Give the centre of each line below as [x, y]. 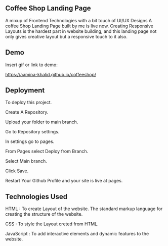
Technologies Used [36, 196]
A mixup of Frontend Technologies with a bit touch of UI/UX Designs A [79, 20]
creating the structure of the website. [44, 214]
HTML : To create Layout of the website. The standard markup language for [84, 209]
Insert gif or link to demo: [32, 65]
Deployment [25, 90]
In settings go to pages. [30, 141]
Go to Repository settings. [32, 132]
